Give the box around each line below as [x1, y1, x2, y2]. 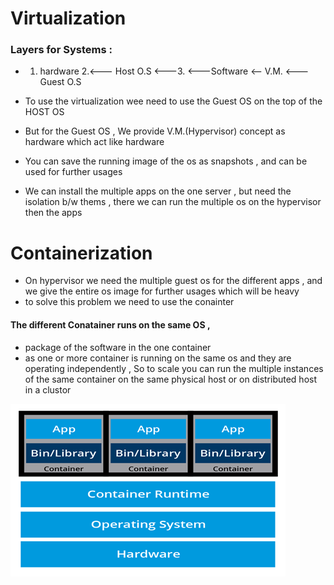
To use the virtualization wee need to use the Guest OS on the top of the [24, 95, 323, 107]
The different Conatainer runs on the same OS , [10, 319, 211, 331]
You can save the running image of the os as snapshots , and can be [24, 155, 308, 167]
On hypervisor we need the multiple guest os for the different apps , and [24, 275, 323, 287]
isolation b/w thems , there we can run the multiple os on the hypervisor [24, 196, 322, 208]
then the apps [24, 207, 83, 219]
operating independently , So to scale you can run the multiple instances [24, 362, 324, 374]
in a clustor [24, 383, 72, 396]
